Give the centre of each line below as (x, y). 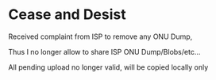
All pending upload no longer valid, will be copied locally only (108, 67)
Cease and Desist (67, 15)
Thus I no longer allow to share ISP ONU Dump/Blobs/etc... (104, 51)
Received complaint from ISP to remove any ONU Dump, (100, 36)
